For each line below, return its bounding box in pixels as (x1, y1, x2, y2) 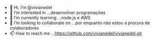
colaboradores (9, 25, 39, 31)
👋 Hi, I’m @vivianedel (9, 5, 52, 10)
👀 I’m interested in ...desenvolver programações (9, 10, 106, 15)
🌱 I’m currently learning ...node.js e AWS (9, 15, 91, 20)
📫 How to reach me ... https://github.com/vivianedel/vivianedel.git (9, 30, 142, 36)
